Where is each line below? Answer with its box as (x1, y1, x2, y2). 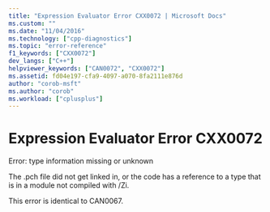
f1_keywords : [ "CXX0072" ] (8, 49, 96, 57)
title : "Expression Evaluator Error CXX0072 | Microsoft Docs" (8, 11, 227, 20)
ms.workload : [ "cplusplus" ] (8, 95, 104, 103)
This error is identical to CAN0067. (8, 196, 124, 206)
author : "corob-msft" (8, 79, 82, 87)
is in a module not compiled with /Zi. (8, 180, 130, 190)
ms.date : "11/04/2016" (8, 27, 85, 35)
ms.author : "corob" (8, 87, 75, 95)
